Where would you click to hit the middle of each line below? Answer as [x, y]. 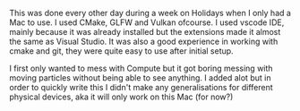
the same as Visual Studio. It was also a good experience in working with [144, 41]
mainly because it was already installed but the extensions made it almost [145, 32]
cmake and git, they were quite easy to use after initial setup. [122, 51]
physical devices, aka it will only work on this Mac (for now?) [121, 97]
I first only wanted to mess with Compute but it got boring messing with [141, 68]
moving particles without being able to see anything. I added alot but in [140, 78]
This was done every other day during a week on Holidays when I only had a [150, 13]
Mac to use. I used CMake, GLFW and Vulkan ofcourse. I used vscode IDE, [147, 22]
